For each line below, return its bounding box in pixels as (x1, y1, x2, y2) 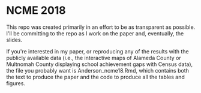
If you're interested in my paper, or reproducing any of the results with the (6, 47, 189, 55)
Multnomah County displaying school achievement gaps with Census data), (6, 61, 193, 68)
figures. (6, 79, 26, 87)
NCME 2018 (6, 4, 66, 17)
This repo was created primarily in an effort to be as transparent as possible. (6, 23, 196, 31)
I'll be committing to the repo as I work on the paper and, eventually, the (6, 29, 184, 37)
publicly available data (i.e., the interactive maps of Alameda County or (6, 54, 181, 61)
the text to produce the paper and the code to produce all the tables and (6, 73, 185, 80)
